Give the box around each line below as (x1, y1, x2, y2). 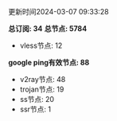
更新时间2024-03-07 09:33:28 (8, 7, 109, 16)
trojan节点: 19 (19, 84, 64, 94)
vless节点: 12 (19, 41, 63, 50)
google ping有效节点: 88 (8, 58, 90, 67)
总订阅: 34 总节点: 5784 (8, 24, 88, 33)
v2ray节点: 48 (19, 75, 66, 84)
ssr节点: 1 (19, 104, 52, 114)
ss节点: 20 (19, 95, 54, 103)
